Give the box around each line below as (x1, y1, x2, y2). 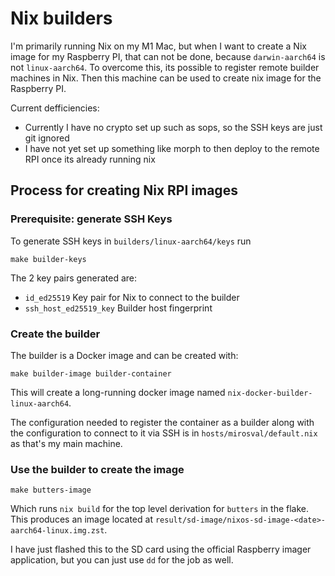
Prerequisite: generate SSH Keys (10, 212, 173, 226)
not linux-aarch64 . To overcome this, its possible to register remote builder (10, 61, 320, 73)
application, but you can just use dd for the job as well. (10, 554, 234, 566)
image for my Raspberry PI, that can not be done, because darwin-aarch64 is (10, 50, 326, 62)
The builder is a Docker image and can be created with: (10, 349, 239, 361)
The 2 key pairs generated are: (10, 272, 138, 284)
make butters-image (10, 485, 92, 496)
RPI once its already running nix (24, 153, 156, 165)
